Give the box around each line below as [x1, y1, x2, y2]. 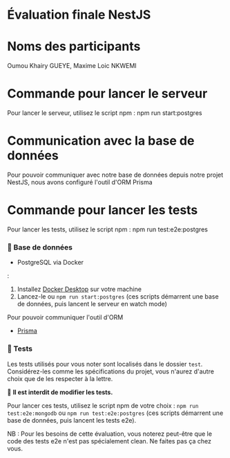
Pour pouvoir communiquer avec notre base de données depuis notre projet [7, 170, 224, 179]
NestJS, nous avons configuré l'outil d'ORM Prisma [7, 178, 153, 186]
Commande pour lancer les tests [7, 202, 198, 218]
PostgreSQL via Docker [17, 258, 84, 267]
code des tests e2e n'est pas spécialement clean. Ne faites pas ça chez [7, 437, 212, 445]
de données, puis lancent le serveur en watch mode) [17, 300, 168, 308]
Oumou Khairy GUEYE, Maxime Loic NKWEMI [7, 62, 137, 70]
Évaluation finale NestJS [7, 7, 151, 23]
